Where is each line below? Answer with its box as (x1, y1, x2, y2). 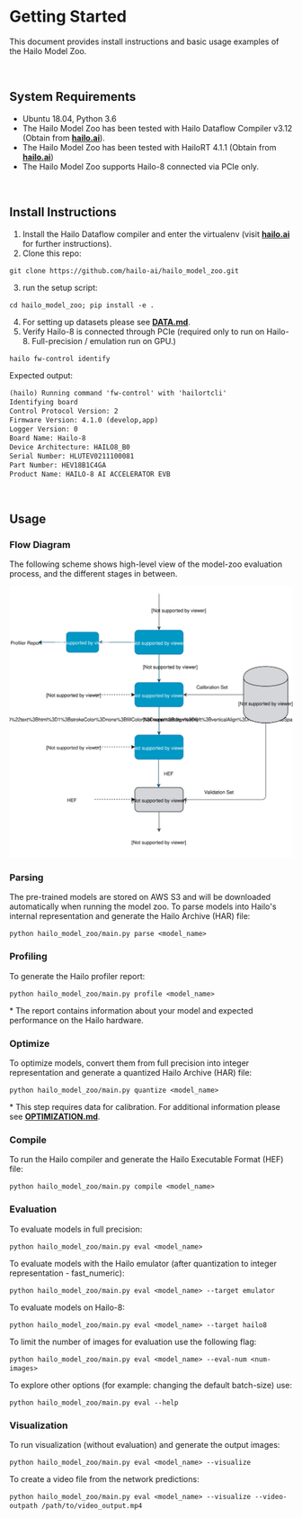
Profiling (9, 951, 48, 963)
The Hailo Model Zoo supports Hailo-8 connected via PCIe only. (22, 160, 259, 172)
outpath (9, 1501, 39, 1510)
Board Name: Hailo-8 (9, 433, 87, 442)
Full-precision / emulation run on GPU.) (31, 335, 177, 346)
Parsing (9, 871, 44, 884)
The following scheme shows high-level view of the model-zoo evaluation (9, 559, 283, 569)
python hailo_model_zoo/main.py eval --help (9, 1398, 179, 1407)
